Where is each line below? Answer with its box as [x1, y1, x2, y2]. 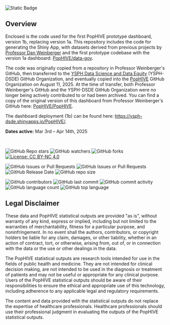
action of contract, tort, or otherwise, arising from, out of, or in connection [5, 240, 161, 246]
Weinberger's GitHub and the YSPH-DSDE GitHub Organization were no [5, 86, 157, 93]
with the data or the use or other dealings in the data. [5, 245, 117, 251]
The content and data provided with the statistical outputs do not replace [5, 297, 159, 304]
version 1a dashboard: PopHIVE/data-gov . [5, 55, 93, 61]
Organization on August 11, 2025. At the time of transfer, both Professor [5, 81, 156, 87]
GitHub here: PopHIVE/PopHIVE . [5, 103, 74, 109]
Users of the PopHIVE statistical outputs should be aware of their [5, 277, 142, 283]
